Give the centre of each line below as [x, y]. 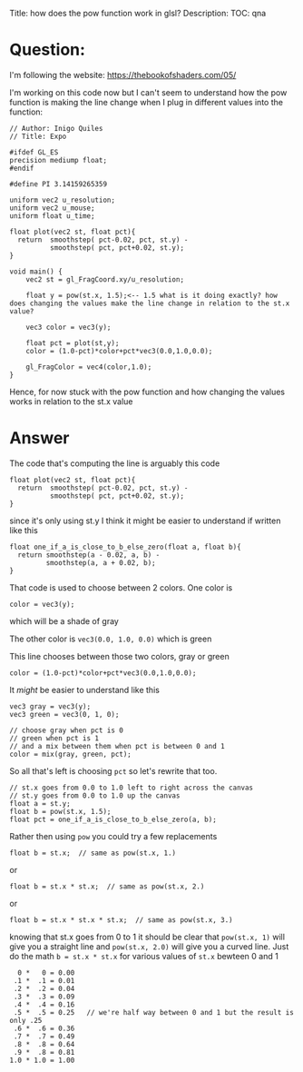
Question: [48, 50]
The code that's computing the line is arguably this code [115, 463]
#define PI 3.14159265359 [58, 184]
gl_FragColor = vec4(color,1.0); [89, 367]
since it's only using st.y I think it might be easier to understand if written [145, 521]
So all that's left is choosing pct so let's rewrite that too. [113, 770]
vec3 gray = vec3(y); [50, 706]
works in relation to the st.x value [71, 401]
